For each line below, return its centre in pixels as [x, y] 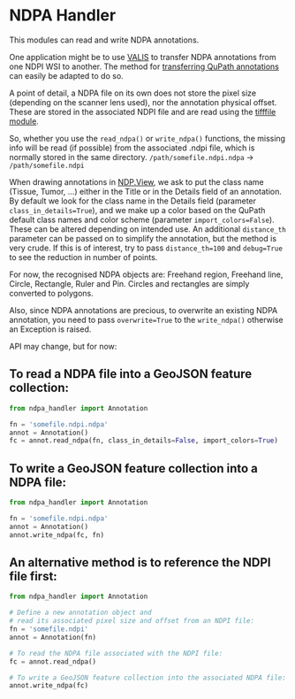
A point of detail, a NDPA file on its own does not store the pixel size [133, 93]
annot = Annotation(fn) [53, 637]
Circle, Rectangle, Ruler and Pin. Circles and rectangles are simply [129, 283]
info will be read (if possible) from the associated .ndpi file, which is [132, 148]
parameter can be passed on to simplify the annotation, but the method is [143, 238]
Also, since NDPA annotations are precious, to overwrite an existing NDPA [144, 310]
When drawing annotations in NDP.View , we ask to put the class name [136, 181]
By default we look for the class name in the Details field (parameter [133, 201]
